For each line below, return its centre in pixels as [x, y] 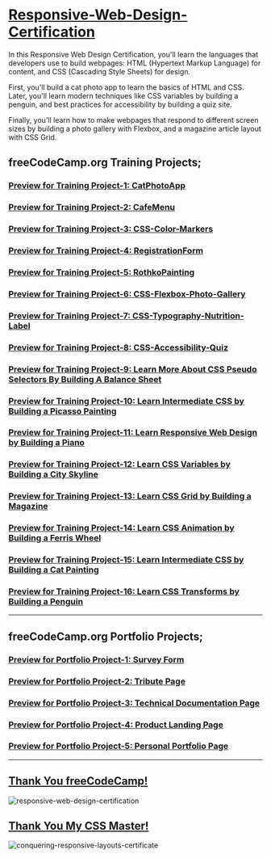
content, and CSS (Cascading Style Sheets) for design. [100, 71]
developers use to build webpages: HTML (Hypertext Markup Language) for [135, 63]
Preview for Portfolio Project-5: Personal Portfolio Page [119, 747]
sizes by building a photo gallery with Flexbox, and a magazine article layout [135, 128]
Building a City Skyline [54, 474]
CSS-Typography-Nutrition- [188, 315]
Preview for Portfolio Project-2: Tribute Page [97, 681]
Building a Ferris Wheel [55, 538]
